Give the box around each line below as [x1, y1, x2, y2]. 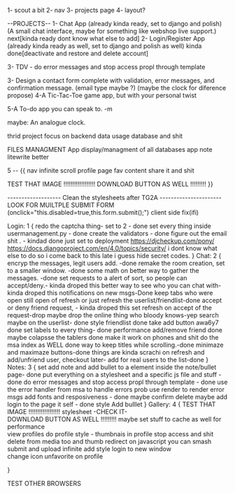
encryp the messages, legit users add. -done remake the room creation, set [7, 259, 225, 267]
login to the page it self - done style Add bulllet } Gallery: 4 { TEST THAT [7, 400, 216, 408]
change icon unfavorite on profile [7, 452, 104, 460]
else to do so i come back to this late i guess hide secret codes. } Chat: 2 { [7, 252, 222, 259]
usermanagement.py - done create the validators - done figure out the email [7, 229, 227, 237]
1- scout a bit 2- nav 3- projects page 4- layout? [7, 6, 145, 14]
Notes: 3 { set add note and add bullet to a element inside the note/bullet [7, 363, 217, 371]
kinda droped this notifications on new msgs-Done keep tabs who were [7, 289, 213, 296]
